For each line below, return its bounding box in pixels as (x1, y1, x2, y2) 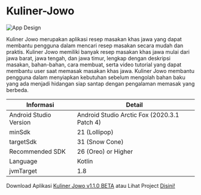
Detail (126, 100, 144, 109)
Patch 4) (77, 118, 102, 126)
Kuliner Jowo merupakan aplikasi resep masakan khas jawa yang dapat (6, 35, 182, 42)
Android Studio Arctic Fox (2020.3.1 (77, 111, 179, 119)
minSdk (9, 127, 31, 136)
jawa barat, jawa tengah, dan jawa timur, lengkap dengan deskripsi (6, 54, 170, 62)
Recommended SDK (9, 147, 66, 156)
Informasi (26, 100, 54, 109)
